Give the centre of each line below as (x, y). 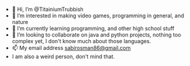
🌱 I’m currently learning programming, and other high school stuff (93, 28)
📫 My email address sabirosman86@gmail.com (71, 48)
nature (20, 22)
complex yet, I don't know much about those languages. (81, 41)
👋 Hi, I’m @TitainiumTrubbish (48, 9)
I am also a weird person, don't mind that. (63, 56)
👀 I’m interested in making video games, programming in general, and (98, 16)
